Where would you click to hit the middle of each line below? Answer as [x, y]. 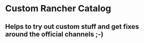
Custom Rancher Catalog [58, 9]
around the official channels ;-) [54, 34]
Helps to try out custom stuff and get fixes [72, 27]
